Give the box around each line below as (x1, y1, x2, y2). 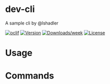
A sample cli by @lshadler (5, 20, 58, 26)
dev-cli (5, 3, 35, 15)
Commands (5, 70, 54, 81)
